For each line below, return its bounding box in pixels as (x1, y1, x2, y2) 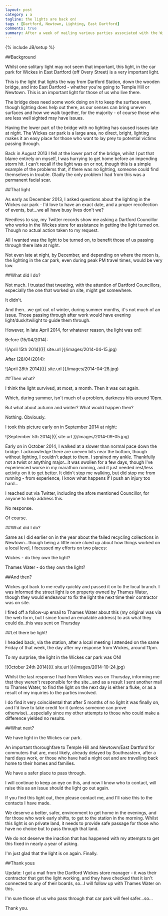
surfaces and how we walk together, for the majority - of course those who (5, 110, 160, 116)
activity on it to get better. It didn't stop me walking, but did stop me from (5, 470, 156, 476)
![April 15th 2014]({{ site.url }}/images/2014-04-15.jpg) (5, 346, 117, 352)
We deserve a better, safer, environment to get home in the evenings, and (5, 810, 156, 815)
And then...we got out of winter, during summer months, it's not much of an (5, 307, 160, 313)
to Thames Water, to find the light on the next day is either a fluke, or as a (5, 684, 156, 690)
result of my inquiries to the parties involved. (5, 690, 97, 695)
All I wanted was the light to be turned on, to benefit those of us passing (5, 237, 154, 243)
